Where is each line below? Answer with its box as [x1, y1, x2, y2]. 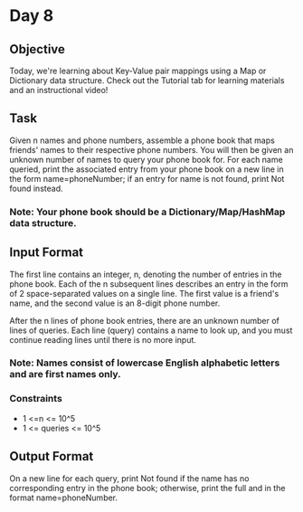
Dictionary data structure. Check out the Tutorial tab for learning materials [9, 75, 285, 86]
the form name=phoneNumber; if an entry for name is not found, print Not [9, 173, 285, 184]
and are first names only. [9, 368, 121, 381]
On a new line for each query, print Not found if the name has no [9, 472, 250, 484]
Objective [9, 42, 66, 57]
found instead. [9, 183, 63, 194]
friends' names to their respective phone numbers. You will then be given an [9, 144, 294, 155]
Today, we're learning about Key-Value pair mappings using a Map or [9, 65, 267, 76]
